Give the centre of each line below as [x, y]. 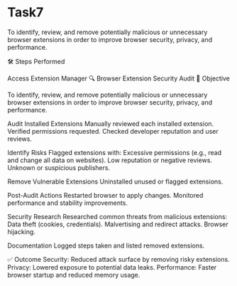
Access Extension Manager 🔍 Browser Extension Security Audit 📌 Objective [119, 78]
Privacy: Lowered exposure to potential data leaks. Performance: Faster [112, 267]
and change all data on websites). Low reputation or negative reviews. [110, 160]
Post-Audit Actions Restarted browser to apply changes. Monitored [105, 195]
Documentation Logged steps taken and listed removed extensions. [106, 245]
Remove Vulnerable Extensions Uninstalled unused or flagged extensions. [115, 181]
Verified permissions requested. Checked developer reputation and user [113, 131]
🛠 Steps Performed [36, 61]
